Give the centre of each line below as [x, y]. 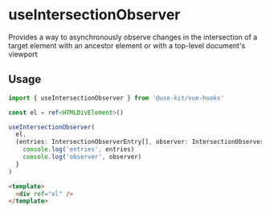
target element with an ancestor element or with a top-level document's [127, 45]
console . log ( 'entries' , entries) [79, 150]
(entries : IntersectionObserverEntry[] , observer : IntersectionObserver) [141, 142]
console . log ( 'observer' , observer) [82, 157]
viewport [23, 54]
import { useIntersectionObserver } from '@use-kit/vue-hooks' [117, 98]
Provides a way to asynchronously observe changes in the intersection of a [133, 37]
